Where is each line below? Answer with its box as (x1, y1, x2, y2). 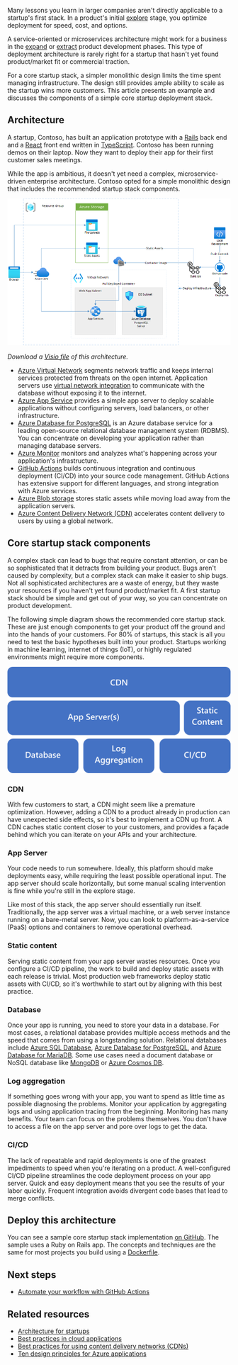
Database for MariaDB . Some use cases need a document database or (7, 1050, 213, 1059)
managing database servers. (17, 441, 101, 449)
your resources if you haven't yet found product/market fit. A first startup (7, 586, 221, 595)
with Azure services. (17, 486, 78, 495)
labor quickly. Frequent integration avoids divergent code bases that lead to (7, 1186, 228, 1195)
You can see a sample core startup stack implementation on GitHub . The (7, 1233, 220, 1242)
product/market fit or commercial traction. (7, 57, 130, 66)
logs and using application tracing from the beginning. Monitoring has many (7, 1107, 229, 1116)
